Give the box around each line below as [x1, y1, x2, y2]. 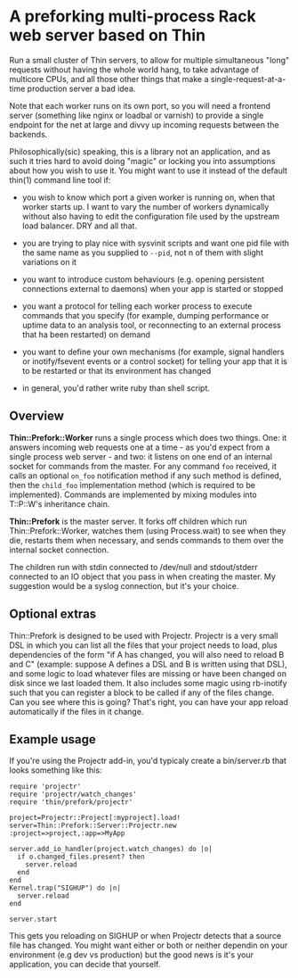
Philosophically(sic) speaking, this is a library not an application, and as [9, 145, 271, 157]
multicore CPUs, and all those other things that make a [9, 73, 209, 84]
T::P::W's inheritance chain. [9, 498, 110, 510]
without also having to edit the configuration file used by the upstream [21, 211, 280, 221]
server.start [9, 915, 58, 924]
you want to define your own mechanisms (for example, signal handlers [21, 346, 285, 357]
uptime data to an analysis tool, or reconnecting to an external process [21, 319, 282, 330]
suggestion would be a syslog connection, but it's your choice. [9, 580, 239, 591]
